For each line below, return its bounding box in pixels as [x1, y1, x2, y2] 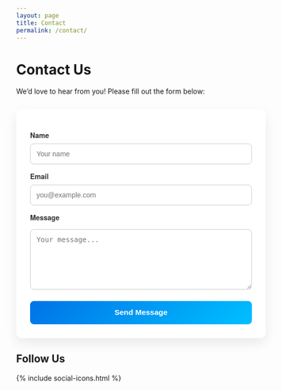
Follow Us [16, 352, 66, 365]
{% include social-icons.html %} [16, 373, 122, 383]
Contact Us [16, 60, 92, 78]
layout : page [16, 11, 59, 20]
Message [30, 212, 60, 223]
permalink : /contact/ [16, 26, 88, 34]
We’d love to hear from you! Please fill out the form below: [16, 86, 205, 96]
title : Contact [16, 19, 67, 27]
